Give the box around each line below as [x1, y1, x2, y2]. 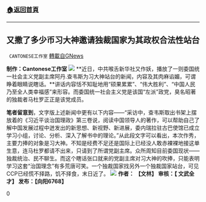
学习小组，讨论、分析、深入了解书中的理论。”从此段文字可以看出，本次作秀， [6, 132, 200, 139]
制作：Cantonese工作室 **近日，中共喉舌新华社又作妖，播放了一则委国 [6, 65, 194, 73]
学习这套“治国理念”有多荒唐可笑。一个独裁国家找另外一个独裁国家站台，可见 [6, 162, 199, 170]
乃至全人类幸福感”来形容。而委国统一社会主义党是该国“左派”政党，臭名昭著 [6, 88, 196, 95]
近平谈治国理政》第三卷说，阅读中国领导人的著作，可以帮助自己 [32, 116, 194, 124]
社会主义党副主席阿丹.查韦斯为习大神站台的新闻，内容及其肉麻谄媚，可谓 [11, 73, 196, 80]
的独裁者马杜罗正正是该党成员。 [6, 96, 87, 103]
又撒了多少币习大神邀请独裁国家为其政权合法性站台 [6, 35, 200, 45]
